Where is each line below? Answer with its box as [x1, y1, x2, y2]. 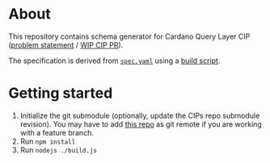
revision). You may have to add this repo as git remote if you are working [19, 119, 263, 129]
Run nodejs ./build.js [19, 144, 97, 154]
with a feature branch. [19, 127, 95, 137]
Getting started [8, 84, 113, 102]
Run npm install [19, 136, 76, 146]
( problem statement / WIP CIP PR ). [8, 40, 124, 49]
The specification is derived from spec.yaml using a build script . [8, 56, 221, 65]
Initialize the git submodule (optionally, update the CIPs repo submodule [19, 111, 260, 120]
